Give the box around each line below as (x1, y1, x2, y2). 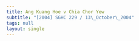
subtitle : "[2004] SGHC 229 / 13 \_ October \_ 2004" (6, 14, 135, 20)
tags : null (6, 20, 34, 26)
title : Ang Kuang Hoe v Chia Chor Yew (6, 8, 104, 15)
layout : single (6, 25, 45, 32)
